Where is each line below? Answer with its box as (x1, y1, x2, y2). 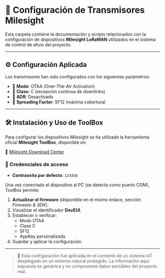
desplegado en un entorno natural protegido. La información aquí (17, 258, 149, 264)
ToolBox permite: (5, 187, 40, 193)
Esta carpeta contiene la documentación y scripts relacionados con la (5, 31, 146, 37)
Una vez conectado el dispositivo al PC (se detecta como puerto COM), (5, 182, 150, 188)
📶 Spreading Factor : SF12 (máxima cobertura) (12, 99, 106, 105)
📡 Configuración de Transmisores (5, 4, 145, 16)
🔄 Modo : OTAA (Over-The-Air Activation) (12, 83, 95, 89)
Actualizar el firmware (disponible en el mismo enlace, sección (12, 197, 141, 203)
